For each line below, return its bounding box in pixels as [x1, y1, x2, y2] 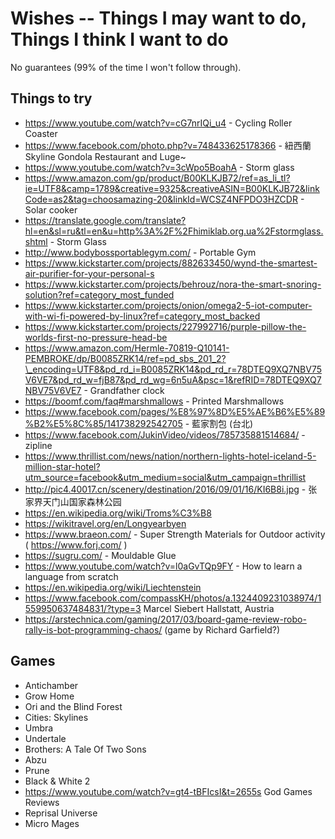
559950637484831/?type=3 [24, 602, 142, 614]
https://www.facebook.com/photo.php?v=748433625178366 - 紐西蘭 [24, 139, 312, 151]
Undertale [24, 732, 67, 744]
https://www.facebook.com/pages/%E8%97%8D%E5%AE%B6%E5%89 [24, 405, 326, 417]
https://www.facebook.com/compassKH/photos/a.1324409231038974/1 [24, 592, 322, 604]
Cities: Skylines [24, 711, 89, 723]
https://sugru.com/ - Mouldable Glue [24, 549, 177, 561]
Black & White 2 [24, 775, 91, 787]
